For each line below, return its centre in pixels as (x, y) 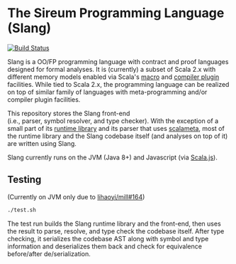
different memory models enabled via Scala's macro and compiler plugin (113, 77)
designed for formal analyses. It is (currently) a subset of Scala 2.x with (112, 69)
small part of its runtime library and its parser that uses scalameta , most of (116, 128)
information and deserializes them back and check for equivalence (105, 246)
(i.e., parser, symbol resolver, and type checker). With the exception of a (113, 121)
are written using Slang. (42, 143)
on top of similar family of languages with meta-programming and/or (107, 92)
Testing (24, 180)
